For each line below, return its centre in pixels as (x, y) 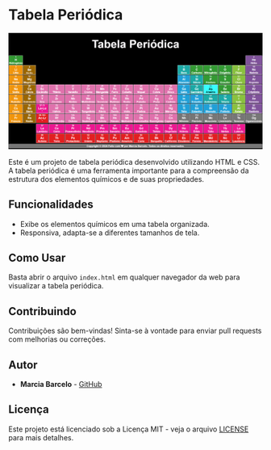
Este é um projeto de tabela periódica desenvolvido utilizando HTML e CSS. (134, 162)
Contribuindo (42, 311)
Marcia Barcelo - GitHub (61, 385)
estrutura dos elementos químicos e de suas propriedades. (106, 179)
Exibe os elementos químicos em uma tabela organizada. (115, 224)
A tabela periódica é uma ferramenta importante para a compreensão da (129, 170)
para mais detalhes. (41, 437)
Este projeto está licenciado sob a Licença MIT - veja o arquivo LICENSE (129, 429)
